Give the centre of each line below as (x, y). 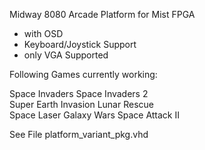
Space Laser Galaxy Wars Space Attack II (95, 115)
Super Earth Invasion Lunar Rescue (81, 104)
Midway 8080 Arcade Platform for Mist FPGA (102, 14)
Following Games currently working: (83, 74)
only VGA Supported (66, 55)
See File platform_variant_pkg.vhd (79, 134)
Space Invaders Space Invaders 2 (79, 93)
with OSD (43, 33)
